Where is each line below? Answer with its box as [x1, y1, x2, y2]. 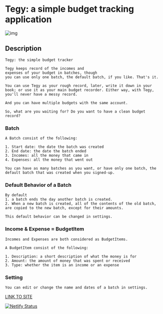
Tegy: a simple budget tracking [5, 3, 134, 15]
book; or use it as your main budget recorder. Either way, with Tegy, [5, 87, 154, 92]
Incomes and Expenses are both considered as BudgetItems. [5, 237, 128, 242]
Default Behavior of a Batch [5, 181, 72, 188]
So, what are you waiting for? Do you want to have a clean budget [5, 109, 146, 114]
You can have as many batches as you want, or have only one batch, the [5, 166, 157, 171]
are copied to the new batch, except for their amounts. [5, 205, 124, 211]
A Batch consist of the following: [5, 136, 78, 141]
